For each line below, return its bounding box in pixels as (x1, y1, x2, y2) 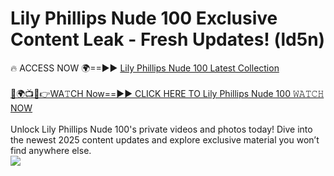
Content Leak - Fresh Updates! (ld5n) (10, 28, 326, 51)
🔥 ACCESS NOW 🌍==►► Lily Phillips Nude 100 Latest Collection (10, 62, 280, 74)
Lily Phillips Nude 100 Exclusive (10, 7, 278, 30)
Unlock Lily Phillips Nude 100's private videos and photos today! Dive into (10, 123, 313, 135)
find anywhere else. (10, 144, 92, 156)
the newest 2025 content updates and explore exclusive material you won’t (10, 133, 320, 146)
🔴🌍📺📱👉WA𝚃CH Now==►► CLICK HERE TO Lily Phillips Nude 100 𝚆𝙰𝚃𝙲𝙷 (10, 87, 325, 99)
